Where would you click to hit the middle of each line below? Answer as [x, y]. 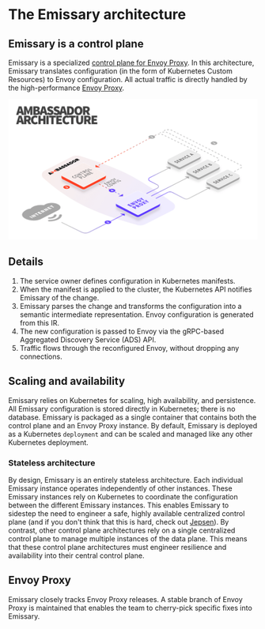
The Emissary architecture [97, 15]
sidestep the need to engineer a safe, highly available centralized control [127, 513]
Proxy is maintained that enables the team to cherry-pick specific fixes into [131, 608]
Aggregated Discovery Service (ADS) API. [88, 339]
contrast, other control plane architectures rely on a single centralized [122, 530]
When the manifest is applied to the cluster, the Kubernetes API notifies [136, 289]
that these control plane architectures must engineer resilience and [117, 547]
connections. [41, 356]
